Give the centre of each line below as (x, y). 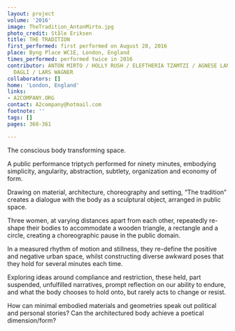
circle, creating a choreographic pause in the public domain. (94, 235)
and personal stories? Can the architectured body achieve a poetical (106, 313)
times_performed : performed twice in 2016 (70, 59)
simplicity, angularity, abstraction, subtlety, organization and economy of (112, 171)
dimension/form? (32, 320)
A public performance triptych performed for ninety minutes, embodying (112, 163)
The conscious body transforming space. (66, 150)
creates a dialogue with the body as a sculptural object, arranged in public (114, 199)
